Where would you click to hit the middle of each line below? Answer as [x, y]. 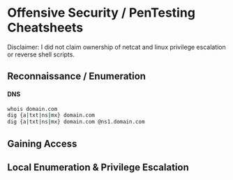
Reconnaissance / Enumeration [77, 76]
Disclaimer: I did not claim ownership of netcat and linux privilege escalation [117, 47]
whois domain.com [32, 109]
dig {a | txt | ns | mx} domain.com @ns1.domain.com [76, 122]
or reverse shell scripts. [41, 54]
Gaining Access [42, 143]
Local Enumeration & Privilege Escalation [98, 167]
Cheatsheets [45, 28]
